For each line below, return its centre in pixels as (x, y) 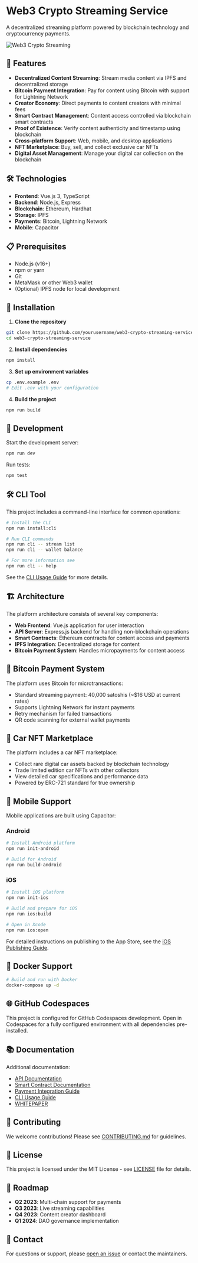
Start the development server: (42, 443)
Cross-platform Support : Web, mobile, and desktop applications (93, 141)
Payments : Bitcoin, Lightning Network (61, 221)
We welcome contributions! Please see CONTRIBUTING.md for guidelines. (96, 1137)
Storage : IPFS (32, 215)
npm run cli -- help (32, 566)
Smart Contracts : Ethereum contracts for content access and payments (102, 638)
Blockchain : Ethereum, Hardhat (53, 209)
